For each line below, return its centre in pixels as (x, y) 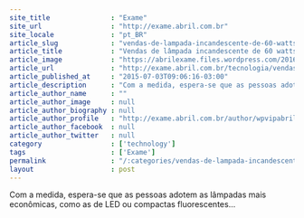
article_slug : (62, 43)
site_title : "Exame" (78, 18)
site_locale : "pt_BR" (78, 34)
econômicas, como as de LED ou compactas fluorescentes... (123, 204)
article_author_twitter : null (72, 136)
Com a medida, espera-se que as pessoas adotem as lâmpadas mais (138, 194)
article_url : (62, 69)
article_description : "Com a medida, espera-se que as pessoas (143, 85)
